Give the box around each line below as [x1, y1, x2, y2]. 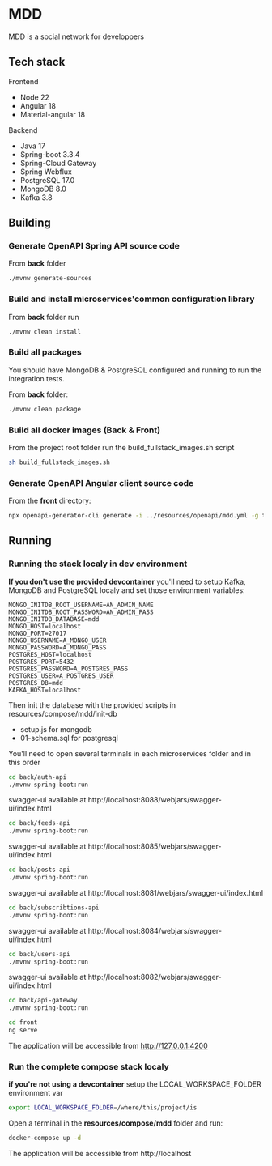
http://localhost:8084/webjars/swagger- [87, 926, 223, 935]
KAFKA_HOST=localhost [8, 686, 82, 694]
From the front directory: [8, 496, 91, 506]
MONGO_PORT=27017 [8, 629, 67, 637]
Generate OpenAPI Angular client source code [8, 477, 194, 488]
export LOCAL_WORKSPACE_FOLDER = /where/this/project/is [8, 1104, 198, 1112]
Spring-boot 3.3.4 [19, 149, 80, 159]
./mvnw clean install [8, 327, 82, 336]
